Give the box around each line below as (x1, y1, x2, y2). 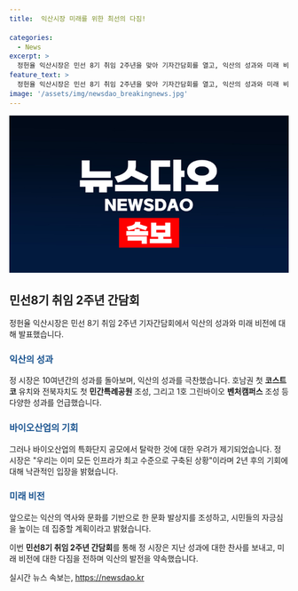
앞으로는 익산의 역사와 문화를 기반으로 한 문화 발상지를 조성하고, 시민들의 (9, 512, 260, 523)
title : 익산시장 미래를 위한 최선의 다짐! (9, 14, 146, 23)
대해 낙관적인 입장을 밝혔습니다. (9, 466, 119, 476)
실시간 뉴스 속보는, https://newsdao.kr (9, 571, 145, 582)
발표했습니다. (18, 329, 65, 339)
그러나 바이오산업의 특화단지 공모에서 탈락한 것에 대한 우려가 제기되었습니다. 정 (9, 443, 282, 454)
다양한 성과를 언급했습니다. (9, 397, 102, 408)
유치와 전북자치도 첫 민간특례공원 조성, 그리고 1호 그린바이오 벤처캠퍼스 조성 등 (18, 387, 289, 397)
